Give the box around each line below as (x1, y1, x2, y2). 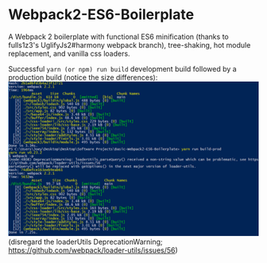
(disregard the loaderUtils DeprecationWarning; (8, 237, 163, 246)
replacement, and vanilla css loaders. (8, 48, 130, 58)
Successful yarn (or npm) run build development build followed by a (8, 64, 237, 73)
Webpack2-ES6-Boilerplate (8, 6, 195, 24)
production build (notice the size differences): (8, 72, 158, 82)
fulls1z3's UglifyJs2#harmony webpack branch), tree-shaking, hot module (8, 40, 251, 49)
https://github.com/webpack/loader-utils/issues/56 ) (8, 246, 179, 255)
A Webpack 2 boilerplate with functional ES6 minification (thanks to (8, 32, 229, 41)
